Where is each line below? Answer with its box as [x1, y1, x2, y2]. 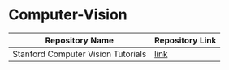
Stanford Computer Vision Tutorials [12, 48, 147, 60]
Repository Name [45, 35, 114, 46]
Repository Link [153, 35, 217, 46]
